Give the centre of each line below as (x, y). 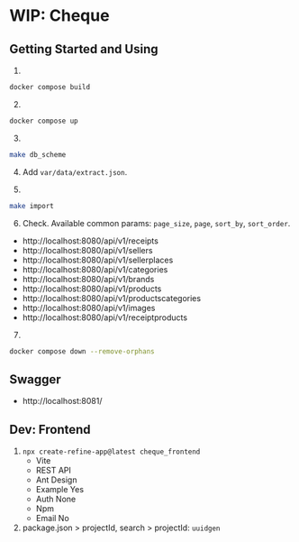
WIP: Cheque (59, 16)
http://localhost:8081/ (62, 401)
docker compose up (44, 121)
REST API (54, 470)
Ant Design (56, 480)
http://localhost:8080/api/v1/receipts (91, 241)
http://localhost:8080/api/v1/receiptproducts (104, 317)
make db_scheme (38, 154)
